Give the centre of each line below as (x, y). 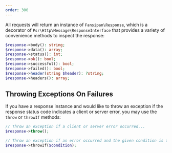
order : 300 (17, 10)
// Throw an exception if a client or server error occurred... (75, 127)
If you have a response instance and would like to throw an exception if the (84, 106)
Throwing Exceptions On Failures (59, 94)
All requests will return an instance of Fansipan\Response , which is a (77, 25)
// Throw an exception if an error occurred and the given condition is (84, 141)
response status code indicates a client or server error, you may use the (81, 112)
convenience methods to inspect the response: (55, 35)
